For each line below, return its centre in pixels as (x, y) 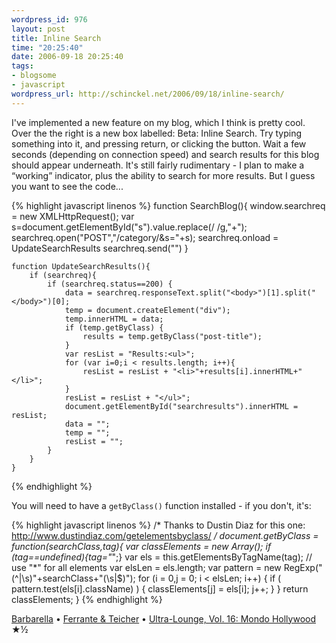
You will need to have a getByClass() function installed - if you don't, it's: (161, 505)
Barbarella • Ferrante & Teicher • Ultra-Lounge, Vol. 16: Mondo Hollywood (163, 618)
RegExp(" (303, 567)
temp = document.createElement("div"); (147, 310)
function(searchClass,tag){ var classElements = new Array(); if (141, 546)
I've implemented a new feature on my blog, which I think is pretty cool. (158, 122)
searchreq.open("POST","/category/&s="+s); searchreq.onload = (145, 237)
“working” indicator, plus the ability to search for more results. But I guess (163, 175)
